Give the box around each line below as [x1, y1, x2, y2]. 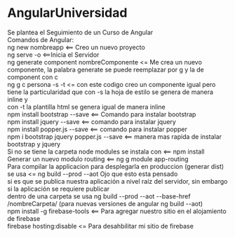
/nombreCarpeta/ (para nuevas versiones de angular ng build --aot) [7, 199, 203, 208]
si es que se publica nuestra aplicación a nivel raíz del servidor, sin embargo [7, 177, 228, 185]
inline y [7, 95, 28, 103]
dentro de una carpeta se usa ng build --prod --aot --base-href [7, 191, 191, 201]
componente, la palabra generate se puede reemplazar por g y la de [7, 65, 205, 74]
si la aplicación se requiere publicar [7, 184, 110, 193]
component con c [7, 72, 58, 81]
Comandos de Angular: [7, 35, 74, 43]
